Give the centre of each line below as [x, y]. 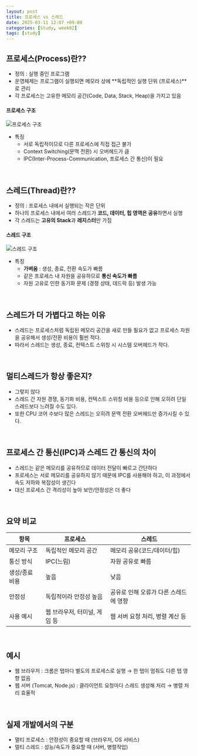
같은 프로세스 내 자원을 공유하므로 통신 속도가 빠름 [80, 276]
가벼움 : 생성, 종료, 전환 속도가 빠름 [63, 269]
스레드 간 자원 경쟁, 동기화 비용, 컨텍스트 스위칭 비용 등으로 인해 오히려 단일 [100, 399]
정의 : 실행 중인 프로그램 [42, 73]
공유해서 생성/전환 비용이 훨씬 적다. [61, 337]
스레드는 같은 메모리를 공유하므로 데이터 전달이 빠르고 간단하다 [86, 468]
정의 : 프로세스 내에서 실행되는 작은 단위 [60, 205]
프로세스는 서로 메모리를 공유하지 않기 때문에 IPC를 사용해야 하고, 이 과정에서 [102, 475]
